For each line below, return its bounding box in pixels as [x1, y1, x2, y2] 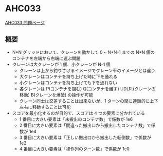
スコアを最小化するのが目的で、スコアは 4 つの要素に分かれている [12, 110, 145, 116]
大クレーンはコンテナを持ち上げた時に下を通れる [19, 74, 118, 79]
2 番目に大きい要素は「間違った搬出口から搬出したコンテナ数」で [19, 122, 152, 128]
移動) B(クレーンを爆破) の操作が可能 [19, 92, 93, 97]
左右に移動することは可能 [19, 104, 71, 110]
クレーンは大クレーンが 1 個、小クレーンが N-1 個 [12, 61, 110, 67]
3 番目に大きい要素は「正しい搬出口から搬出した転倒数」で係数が [19, 135, 152, 140]
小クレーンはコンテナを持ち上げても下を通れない [19, 79, 118, 85]
